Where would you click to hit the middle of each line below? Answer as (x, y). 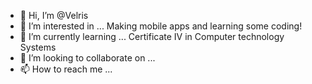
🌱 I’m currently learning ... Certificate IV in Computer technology (152, 36)
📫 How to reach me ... (66, 69)
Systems (38, 47)
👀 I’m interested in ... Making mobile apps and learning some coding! (161, 26)
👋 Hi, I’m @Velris (54, 15)
